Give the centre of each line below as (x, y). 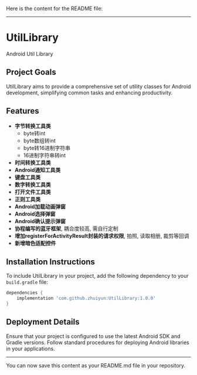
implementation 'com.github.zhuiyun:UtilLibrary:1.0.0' (86, 298)
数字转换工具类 (33, 185)
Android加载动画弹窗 (40, 206)
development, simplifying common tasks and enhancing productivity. (89, 93)
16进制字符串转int (45, 155)
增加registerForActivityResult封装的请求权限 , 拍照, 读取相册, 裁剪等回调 (102, 236)
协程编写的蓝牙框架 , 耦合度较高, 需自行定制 (66, 229)
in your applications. (30, 349)
